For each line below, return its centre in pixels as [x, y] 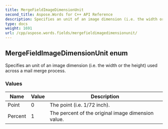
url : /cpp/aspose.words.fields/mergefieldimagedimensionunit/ [71, 33]
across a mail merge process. [35, 70]
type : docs [16, 24]
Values [14, 83]
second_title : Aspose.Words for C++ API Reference [59, 14]
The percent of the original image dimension [102, 113]
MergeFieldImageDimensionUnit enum [67, 53]
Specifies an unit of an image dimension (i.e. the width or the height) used [81, 65]
